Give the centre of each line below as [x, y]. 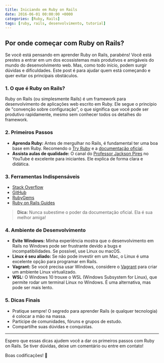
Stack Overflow [28, 187]
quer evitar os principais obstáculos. [42, 76]
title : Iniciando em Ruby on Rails [41, 10]
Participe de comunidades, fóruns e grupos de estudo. [67, 321]
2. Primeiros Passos [29, 133]
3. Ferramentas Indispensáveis [42, 177]
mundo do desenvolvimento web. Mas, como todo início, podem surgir [76, 65]
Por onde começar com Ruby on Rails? [65, 43]
